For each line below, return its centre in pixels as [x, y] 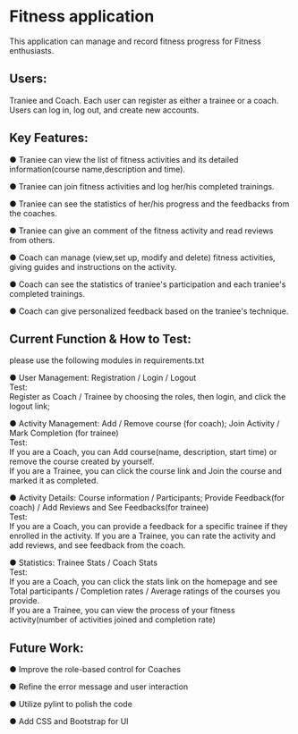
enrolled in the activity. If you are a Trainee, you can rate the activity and [142, 536]
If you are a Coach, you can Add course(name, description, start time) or [143, 452]
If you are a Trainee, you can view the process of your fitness [122, 611]
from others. [32, 240]
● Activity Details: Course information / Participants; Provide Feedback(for [147, 498]
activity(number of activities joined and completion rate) [113, 620]
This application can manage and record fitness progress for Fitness [135, 41]
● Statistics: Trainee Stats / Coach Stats [84, 563]
